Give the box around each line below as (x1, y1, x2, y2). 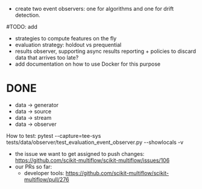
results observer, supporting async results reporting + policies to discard (14, 48, 197, 55)
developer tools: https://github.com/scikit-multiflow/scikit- (24, 169, 169, 176)
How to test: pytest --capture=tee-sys (6, 132, 101, 139)
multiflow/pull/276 (24, 176, 69, 183)
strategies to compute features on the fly (14, 35, 117, 42)
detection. (14, 11, 40, 19)
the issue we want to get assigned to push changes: (14, 150, 145, 157)
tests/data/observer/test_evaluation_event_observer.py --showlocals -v (6, 138, 184, 146)
